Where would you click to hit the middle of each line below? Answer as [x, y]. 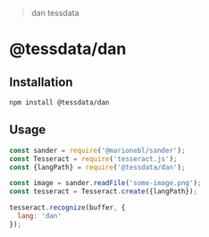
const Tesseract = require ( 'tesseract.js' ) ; [93, 159]
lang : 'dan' [40, 216]
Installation [41, 82]
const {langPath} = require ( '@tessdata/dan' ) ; [97, 167]
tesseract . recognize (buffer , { [67, 208]
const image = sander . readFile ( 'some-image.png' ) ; [105, 183]
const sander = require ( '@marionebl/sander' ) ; [97, 150]
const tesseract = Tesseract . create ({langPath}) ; [104, 191]
